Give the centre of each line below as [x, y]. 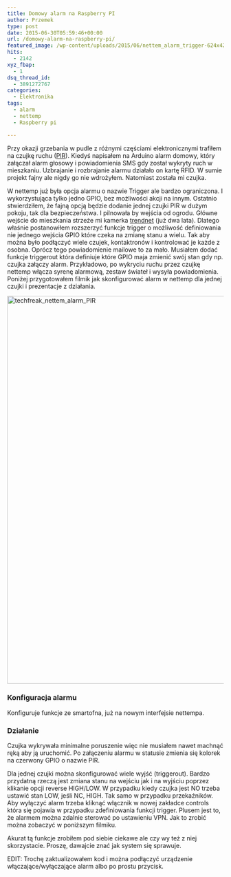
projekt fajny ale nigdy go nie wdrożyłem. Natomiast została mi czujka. [107, 177]
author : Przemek [30, 20]
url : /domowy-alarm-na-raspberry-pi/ [61, 39]
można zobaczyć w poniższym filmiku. [62, 825]
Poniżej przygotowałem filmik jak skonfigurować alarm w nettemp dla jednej [114, 279]
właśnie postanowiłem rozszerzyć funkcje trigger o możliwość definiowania [114, 228]
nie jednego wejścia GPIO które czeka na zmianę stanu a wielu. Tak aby [109, 234]
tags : [15, 103]
